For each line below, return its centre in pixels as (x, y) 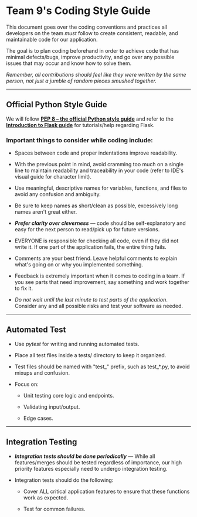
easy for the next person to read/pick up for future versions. (87, 230)
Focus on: (27, 384)
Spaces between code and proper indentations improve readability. (96, 153)
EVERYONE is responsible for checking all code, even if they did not (96, 241)
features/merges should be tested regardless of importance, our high (98, 462)
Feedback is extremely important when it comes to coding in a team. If (100, 276)
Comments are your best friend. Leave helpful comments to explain (96, 258)
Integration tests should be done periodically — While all (85, 456)
